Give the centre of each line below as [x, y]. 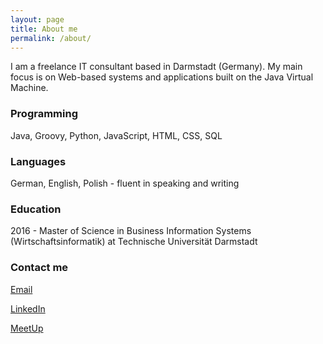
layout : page [37, 19]
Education [36, 209]
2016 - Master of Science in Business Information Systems [131, 231]
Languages [38, 161]
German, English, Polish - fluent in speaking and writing [125, 183]
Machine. [29, 88]
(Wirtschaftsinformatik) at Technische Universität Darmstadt [134, 242]
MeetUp [27, 328]
